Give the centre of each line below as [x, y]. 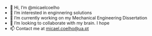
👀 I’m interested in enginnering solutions [51, 13]
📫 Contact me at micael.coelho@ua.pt [49, 28]
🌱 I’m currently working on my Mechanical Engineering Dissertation [78, 18]
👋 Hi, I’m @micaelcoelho [35, 8]
